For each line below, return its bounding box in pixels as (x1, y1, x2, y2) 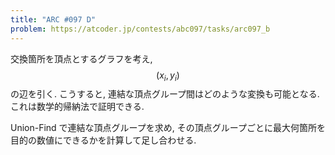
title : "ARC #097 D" (10, 14, 97, 25)
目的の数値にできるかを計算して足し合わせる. (10, 134, 197, 146)
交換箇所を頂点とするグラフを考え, (10, 52, 153, 65)
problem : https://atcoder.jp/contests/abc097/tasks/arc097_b (10, 24, 271, 34)
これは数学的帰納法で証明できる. (10, 101, 145, 113)
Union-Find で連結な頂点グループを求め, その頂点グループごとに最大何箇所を (10, 122, 326, 134)
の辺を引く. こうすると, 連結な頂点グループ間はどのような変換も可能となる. (10, 88, 320, 100)
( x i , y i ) (156, 69, 180, 83)
